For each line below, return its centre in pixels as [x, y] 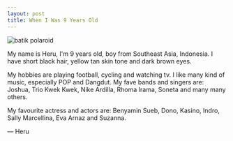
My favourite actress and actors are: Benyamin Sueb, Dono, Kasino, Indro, [113, 110]
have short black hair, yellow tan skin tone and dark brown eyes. [99, 61]
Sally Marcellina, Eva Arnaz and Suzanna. [67, 118]
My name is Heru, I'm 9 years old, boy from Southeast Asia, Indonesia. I [110, 54]
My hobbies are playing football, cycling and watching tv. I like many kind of [116, 75]
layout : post [26, 14]
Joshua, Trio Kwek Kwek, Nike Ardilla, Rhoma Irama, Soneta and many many [116, 89]
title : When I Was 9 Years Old [53, 20]
